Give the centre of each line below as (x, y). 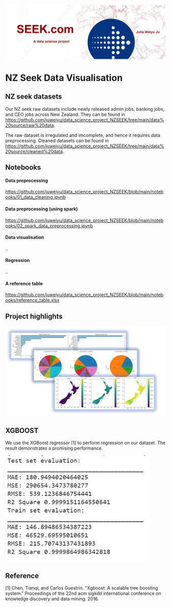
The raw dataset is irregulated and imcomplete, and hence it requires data (83, 135)
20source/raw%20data (30, 125)
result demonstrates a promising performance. (54, 448)
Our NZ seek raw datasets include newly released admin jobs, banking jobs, (85, 109)
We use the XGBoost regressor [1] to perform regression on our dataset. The (85, 443)
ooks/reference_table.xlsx (32, 300)
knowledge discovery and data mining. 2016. (52, 599)
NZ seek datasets (34, 97)
